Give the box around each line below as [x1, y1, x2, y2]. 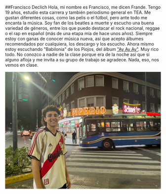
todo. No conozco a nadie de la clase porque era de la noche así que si [5, 51, 150, 57]
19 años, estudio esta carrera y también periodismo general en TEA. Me [5, 9, 151, 15]
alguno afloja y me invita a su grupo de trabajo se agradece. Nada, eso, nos [5, 57, 159, 62]
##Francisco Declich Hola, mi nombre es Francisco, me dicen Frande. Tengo [5, 4, 161, 10]
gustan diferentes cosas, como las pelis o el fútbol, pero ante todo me [5, 15, 147, 20]
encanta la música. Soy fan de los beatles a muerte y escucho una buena [5, 20, 154, 26]
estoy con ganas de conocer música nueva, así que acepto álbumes [5, 36, 144, 42]
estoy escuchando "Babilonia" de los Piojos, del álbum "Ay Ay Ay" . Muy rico [5, 47, 159, 52]
